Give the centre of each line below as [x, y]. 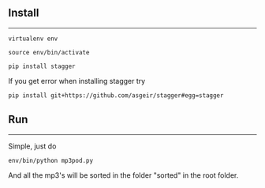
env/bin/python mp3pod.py [50, 160]
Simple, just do [32, 146]
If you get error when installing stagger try [77, 81]
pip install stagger [42, 66]
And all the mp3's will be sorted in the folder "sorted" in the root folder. [123, 175]
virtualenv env [33, 39]
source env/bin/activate [49, 52]
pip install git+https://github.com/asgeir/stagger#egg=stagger [116, 95]
